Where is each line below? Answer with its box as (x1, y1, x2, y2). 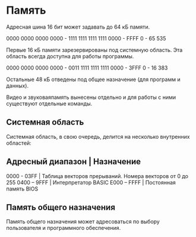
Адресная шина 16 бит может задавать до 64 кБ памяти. (6, 23, 150, 30)
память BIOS (6, 185, 39, 192)
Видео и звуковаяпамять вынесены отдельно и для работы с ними (6, 93, 176, 101)
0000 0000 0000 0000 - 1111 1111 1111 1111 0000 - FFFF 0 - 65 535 (6, 35, 166, 42)
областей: (6, 139, 31, 146)
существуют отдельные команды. (6, 99, 93, 107)
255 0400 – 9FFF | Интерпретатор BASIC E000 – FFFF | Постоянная (6, 179, 176, 186)
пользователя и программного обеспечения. (6, 224, 121, 232)
